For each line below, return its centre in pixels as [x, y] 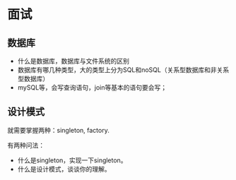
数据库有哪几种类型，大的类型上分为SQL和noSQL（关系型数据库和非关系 [123, 70]
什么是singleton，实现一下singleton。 [72, 160]
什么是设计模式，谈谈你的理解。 [64, 169]
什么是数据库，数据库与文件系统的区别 [73, 61]
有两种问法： [26, 145]
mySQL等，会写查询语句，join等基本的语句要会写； [92, 88]
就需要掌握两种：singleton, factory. [58, 130]
